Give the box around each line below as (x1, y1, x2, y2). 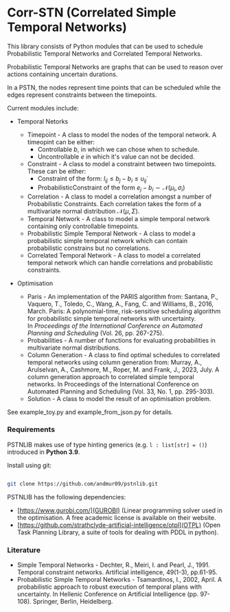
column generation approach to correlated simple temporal (27, 372, 194, 381)
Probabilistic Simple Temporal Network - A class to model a (27, 229, 196, 238)
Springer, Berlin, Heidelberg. (33, 598, 113, 605)
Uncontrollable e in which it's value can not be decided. (37, 152, 195, 161)
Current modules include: (7, 104, 79, 112)
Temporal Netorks (16, 117, 69, 125)
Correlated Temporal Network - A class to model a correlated (27, 251, 201, 259)
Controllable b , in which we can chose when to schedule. (37, 145, 200, 153)
